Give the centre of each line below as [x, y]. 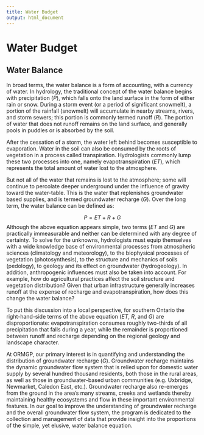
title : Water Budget [33, 12]
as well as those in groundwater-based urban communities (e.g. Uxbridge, [100, 380]
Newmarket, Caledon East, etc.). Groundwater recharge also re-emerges [97, 386]
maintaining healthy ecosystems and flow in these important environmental [100, 399]
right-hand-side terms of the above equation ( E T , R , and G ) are [85, 316]
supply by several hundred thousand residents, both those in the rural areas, [102, 373]
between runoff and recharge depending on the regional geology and [93, 336]
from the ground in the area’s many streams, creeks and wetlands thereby [99, 393]
